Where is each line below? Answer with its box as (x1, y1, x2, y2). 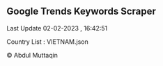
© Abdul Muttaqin (6, 51, 59, 59)
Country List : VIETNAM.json (6, 38, 88, 46)
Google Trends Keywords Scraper (6, 6, 156, 17)
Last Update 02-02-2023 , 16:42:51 (6, 24, 108, 32)
